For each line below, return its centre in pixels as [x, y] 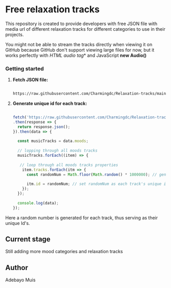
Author [17, 268]
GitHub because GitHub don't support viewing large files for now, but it [80, 50]
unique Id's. [18, 223]
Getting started [25, 69]
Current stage [28, 239]
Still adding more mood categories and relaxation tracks [64, 252]
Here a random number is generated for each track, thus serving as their [82, 218]
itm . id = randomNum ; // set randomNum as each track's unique [94, 184]
